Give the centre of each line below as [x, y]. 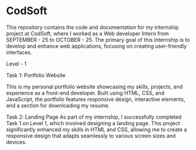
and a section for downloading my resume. [58, 105]
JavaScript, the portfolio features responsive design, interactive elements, [96, 99]
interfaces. [19, 52]
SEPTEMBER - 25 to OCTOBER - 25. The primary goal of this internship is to [98, 40]
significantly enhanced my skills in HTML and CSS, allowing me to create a [97, 129]
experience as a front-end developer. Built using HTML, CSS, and [85, 93]
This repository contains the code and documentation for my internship [92, 27]
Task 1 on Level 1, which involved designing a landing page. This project [93, 123]
